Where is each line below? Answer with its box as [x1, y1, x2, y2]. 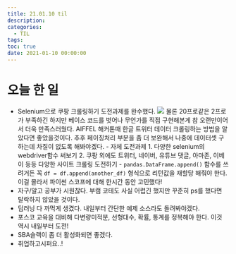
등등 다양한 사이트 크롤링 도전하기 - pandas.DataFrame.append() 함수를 [25, 159, 222, 168]
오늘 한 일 [7, 83, 59, 99]
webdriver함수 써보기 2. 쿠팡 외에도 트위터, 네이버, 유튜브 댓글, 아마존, [17, 151, 212, 159]
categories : [7, 23, 42, 30]
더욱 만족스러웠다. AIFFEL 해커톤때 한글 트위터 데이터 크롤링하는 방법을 [25, 124, 221, 133]
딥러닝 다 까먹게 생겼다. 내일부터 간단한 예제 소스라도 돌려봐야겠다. [17, 204, 200, 212]
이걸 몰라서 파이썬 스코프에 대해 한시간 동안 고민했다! [17, 177, 163, 186]
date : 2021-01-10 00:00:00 [7, 50, 87, 57]
